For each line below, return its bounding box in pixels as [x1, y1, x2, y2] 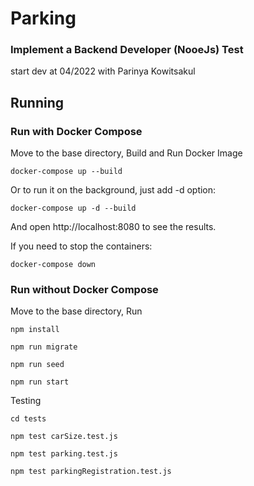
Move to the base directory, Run [10, 305, 143, 317]
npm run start [10, 377, 70, 387]
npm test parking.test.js [10, 449, 118, 459]
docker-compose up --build [10, 167, 123, 177]
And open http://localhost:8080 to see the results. [10, 221, 217, 233]
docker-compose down [10, 260, 97, 270]
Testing [10, 395, 42, 407]
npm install [10, 325, 60, 335]
